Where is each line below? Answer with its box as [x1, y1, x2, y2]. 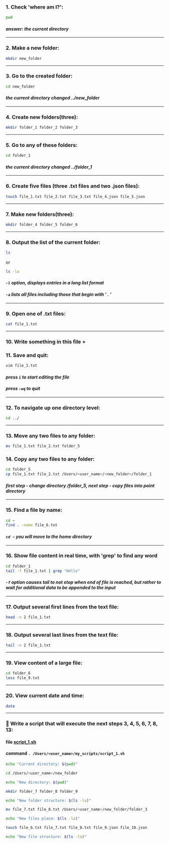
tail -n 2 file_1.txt [6, 643, 51, 648]
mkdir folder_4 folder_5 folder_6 [6, 222, 78, 227]
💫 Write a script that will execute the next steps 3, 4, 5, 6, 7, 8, [6, 720, 158, 727]
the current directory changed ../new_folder [6, 95, 100, 101]
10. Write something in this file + [6, 338, 86, 345]
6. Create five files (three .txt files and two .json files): [6, 183, 140, 190]
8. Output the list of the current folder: [6, 239, 101, 246]
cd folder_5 [6, 467, 31, 472]
